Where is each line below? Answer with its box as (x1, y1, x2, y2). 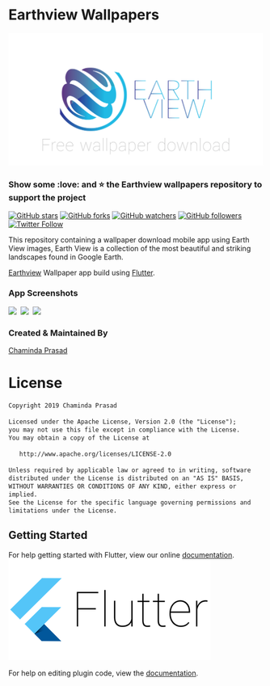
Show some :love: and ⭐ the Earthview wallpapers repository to (8, 179, 263, 191)
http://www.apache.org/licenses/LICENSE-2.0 (19, 450, 172, 458)
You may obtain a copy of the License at (8, 434, 150, 442)
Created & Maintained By (8, 327, 108, 339)
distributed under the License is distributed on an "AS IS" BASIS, (8, 474, 244, 482)
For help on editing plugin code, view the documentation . (8, 668, 199, 678)
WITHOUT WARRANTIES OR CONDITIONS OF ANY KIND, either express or (8, 482, 237, 490)
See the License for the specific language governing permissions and (8, 499, 251, 507)
